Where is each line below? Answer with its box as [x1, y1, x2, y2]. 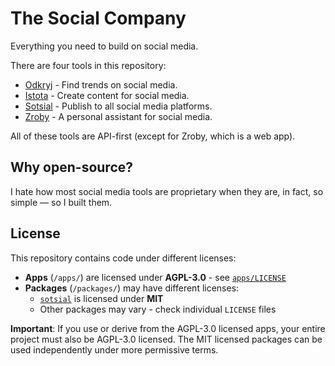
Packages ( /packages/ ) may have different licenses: [24, 282, 240, 294]
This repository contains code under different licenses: [10, 252, 237, 264]
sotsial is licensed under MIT [39, 292, 164, 304]
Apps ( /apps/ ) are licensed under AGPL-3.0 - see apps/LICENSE [24, 271, 287, 283]
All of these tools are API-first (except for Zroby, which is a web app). [10, 130, 296, 142]
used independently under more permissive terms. [10, 343, 219, 356]
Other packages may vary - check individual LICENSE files [39, 303, 277, 315]
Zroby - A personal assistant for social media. [24, 110, 213, 122]
